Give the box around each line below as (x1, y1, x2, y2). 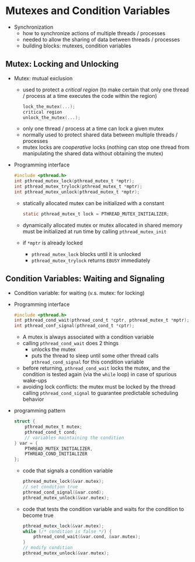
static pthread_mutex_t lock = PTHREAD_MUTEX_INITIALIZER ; (22, 211, 170, 217)
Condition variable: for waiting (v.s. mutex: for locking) (13, 289, 145, 297)
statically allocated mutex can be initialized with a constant (22, 199, 165, 206)
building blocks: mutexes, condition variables (22, 42, 132, 49)
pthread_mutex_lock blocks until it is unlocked (31, 250, 141, 257)
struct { (13, 418, 36, 424)
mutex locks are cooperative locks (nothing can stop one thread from (22, 144, 190, 151)
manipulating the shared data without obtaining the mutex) (22, 150, 164, 157)
